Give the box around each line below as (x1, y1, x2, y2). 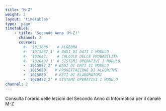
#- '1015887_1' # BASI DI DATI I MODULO (23, 49, 109, 54)
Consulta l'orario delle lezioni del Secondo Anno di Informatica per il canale (5, 95, 161, 101)
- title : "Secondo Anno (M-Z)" (14, 30, 80, 35)
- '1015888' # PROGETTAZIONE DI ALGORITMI (23, 68, 118, 73)
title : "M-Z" (5, 7, 33, 12)
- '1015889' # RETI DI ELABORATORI (23, 72, 102, 77)
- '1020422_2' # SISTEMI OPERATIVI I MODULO (23, 77, 118, 82)
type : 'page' (5, 21, 33, 26)
